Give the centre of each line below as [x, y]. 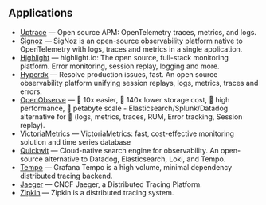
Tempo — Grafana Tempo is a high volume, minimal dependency [126, 167]
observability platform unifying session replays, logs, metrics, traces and [139, 83]
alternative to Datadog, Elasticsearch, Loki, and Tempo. [135, 159]
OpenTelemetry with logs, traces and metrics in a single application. [131, 49]
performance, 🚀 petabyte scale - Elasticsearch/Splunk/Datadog [124, 108]
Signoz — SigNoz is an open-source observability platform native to [131, 41]
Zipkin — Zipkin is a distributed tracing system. [97, 192]
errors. [31, 91]
